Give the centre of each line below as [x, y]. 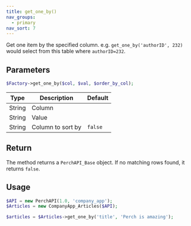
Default [98, 98]
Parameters [28, 70]
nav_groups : [21, 17]
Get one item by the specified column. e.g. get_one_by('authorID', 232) [95, 45]
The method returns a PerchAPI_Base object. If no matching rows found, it [95, 162]
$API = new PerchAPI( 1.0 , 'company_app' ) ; [59, 201]
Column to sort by [57, 127]
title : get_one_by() [32, 12]
